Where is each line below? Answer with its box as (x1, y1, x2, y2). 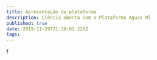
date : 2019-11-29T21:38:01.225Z (6, 25, 88, 32)
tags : (6, 32, 20, 38)
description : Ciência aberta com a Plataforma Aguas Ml (6, 15, 151, 21)
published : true (6, 20, 47, 26)
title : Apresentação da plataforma (6, 8, 97, 15)
